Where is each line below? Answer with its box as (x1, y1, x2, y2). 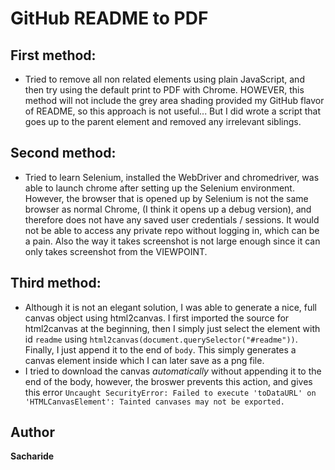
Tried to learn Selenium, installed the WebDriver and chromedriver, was (24, 171, 320, 183)
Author (10, 424, 55, 441)
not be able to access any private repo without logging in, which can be (24, 224, 320, 236)
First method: (10, 47, 97, 64)
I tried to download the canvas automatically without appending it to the (24, 365, 322, 377)
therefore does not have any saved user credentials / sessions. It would (24, 213, 320, 226)
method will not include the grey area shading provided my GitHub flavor (24, 95, 325, 106)
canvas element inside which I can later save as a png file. (24, 354, 265, 366)
